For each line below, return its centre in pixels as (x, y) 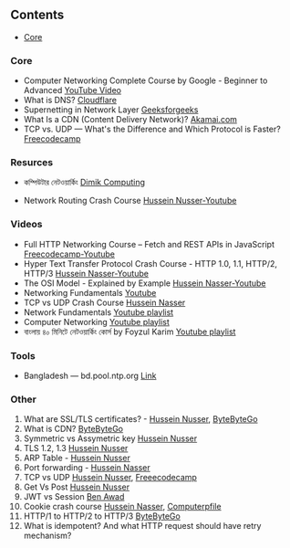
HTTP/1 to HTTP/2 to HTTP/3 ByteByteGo (102, 516)
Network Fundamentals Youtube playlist (98, 312)
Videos (26, 225)
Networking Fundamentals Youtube (90, 292)
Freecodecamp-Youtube (69, 254)
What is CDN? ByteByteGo (73, 429)
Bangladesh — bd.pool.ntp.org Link (90, 375)
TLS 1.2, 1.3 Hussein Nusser (76, 448)
